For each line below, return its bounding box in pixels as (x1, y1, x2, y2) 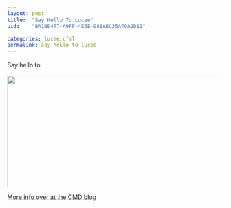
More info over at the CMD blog (7, 193, 97, 201)
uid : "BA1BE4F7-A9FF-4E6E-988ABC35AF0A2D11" (7, 23, 146, 30)
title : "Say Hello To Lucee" (7, 16, 94, 23)
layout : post (7, 10, 45, 17)
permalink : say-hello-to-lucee (7, 42, 97, 49)
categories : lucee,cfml (7, 35, 76, 42)
